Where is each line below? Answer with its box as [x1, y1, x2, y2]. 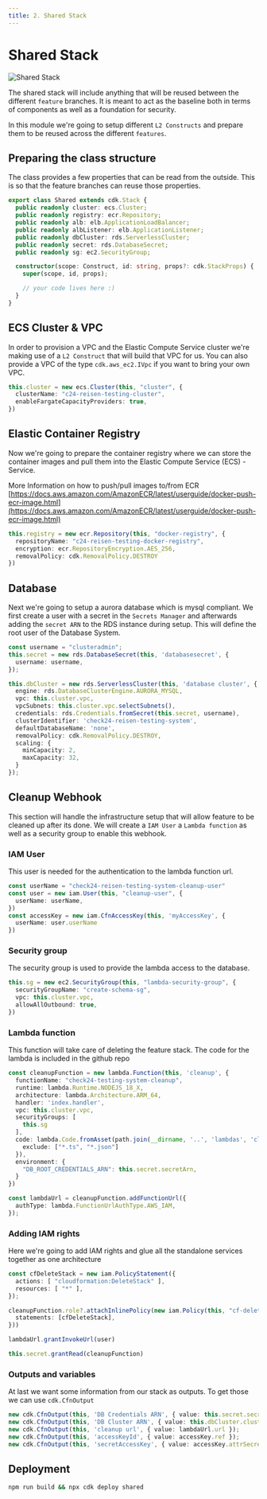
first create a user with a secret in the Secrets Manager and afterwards [8, 611, 238, 621]
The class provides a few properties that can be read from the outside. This [8, 173, 256, 182]
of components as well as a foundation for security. [8, 104, 176, 114]
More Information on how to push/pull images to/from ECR [8, 481, 199, 490]
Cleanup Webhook [8, 791, 102, 804]
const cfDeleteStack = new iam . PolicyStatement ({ [8, 1270, 176, 1278]
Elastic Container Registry [8, 427, 141, 441]
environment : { [15, 1158, 66, 1166]
